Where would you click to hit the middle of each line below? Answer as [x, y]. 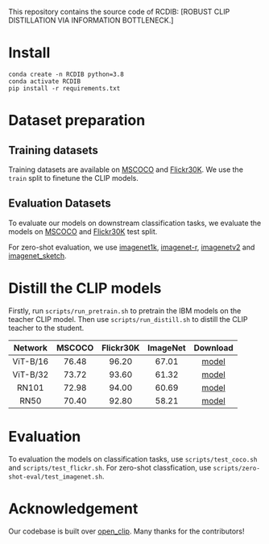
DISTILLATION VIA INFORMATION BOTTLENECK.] [91, 20]
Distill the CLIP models [85, 288]
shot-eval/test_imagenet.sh [56, 477]
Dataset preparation [77, 121]
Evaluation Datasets [60, 204]
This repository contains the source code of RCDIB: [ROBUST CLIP [119, 12]
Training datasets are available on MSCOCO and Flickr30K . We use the [126, 169]
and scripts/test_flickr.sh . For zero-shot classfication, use [110, 467]
